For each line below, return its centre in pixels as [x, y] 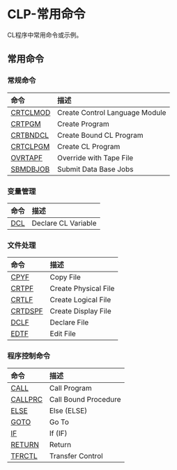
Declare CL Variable [64, 223]
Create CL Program [88, 146]
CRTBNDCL [30, 135]
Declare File [69, 322]
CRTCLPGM [30, 146]
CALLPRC [27, 399]
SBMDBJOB [30, 169]
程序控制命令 [29, 356]
